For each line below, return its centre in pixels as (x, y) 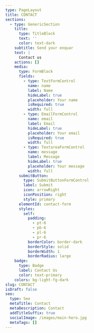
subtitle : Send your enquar (44, 48)
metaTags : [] (23, 322)
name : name (39, 86)
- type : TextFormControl (50, 81)
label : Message (43, 157)
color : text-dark (37, 43)
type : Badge (31, 266)
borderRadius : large (49, 256)
